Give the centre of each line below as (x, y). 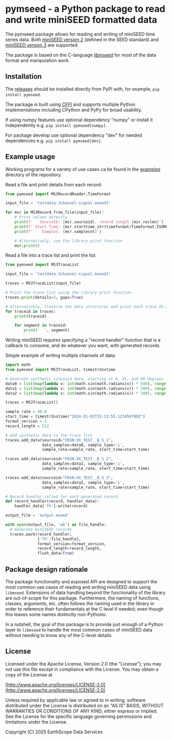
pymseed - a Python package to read (85, 9)
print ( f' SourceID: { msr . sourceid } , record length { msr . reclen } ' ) (89, 222)
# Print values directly (41, 217)
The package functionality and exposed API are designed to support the (81, 582)
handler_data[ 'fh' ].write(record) (51, 506)
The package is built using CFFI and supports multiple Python (70, 104)
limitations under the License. (36, 722)
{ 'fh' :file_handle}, (59, 539)
